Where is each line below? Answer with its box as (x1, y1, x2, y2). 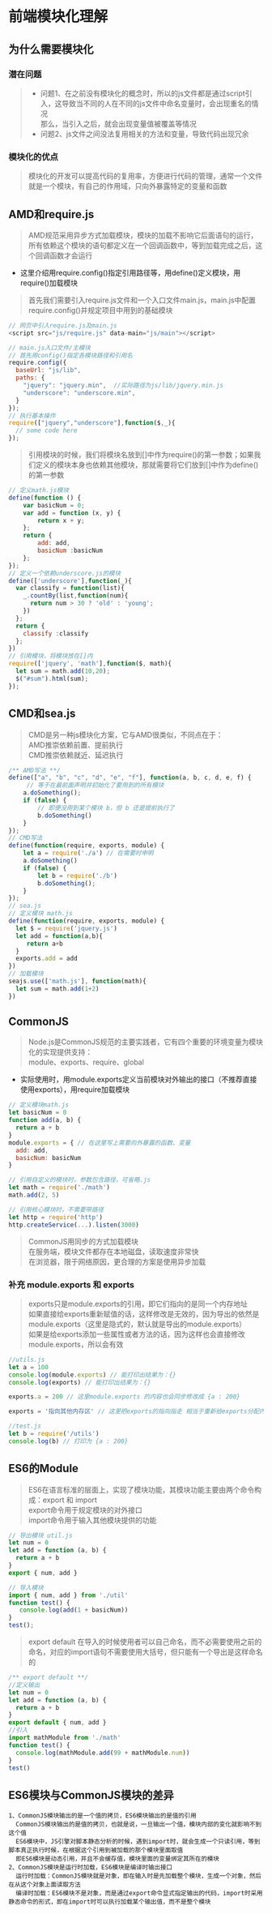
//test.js (8, 1422, 42, 1431)
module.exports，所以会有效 (28, 1339, 124, 1349)
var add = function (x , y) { (23, 508, 121, 517)
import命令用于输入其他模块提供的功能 (28, 1515, 157, 1525)
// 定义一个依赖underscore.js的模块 (8, 569, 121, 577)
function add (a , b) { (8, 1116, 82, 1124)
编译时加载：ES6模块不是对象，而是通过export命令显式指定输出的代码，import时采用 (15, 1890, 263, 1898)
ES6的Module (8, 1462, 79, 1475)
